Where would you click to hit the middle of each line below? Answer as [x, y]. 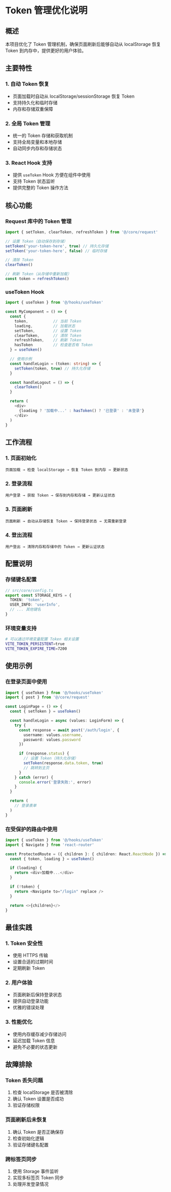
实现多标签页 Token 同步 [38, 1178]
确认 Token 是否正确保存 [38, 1132]
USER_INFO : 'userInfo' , [35, 605]
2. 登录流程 [19, 484]
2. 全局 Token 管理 [28, 123]
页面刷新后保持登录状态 [37, 995]
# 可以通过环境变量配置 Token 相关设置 [42, 639]
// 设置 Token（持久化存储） [51, 759]
